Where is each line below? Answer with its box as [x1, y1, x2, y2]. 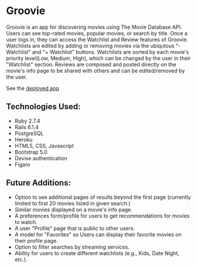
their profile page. [14, 237, 58, 244]
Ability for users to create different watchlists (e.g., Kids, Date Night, [14, 249, 180, 256]
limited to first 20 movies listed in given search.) [14, 199, 131, 206]
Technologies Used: [6, 101, 81, 112]
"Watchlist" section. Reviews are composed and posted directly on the [6, 60, 176, 68]
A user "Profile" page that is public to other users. [14, 225, 135, 232]
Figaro [14, 161, 30, 168]
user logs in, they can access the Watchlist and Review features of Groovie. [6, 36, 189, 43]
